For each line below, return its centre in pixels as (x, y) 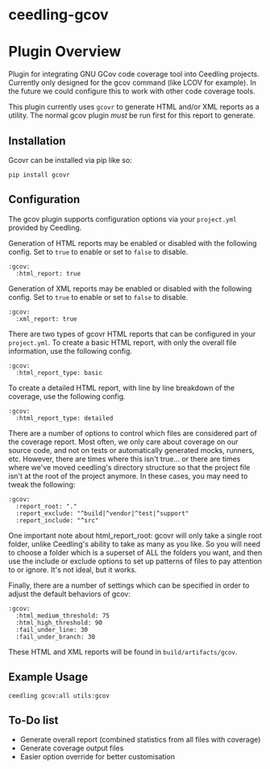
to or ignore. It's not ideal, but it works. (73, 569)
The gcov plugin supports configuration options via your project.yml (123, 218)
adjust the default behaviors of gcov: (69, 593)
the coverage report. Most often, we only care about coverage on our (123, 442)
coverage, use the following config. (67, 396)
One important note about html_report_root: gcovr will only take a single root (135, 535)
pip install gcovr (39, 175)
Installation (37, 141)
